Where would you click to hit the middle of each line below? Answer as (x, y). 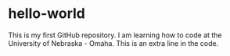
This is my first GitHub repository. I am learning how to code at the (115, 35)
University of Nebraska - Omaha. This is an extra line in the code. (113, 43)
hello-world (47, 14)
